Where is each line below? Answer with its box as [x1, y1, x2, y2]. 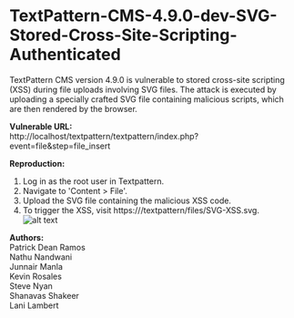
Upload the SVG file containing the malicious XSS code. [22, 195, 232, 206]
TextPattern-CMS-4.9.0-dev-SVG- [9, 5, 278, 26]
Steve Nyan [9, 280, 53, 292]
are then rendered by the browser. [9, 103, 138, 114]
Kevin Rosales [9, 271, 62, 282]
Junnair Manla [9, 261, 64, 272]
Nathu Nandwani [9, 251, 73, 262]
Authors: [9, 231, 44, 242]
